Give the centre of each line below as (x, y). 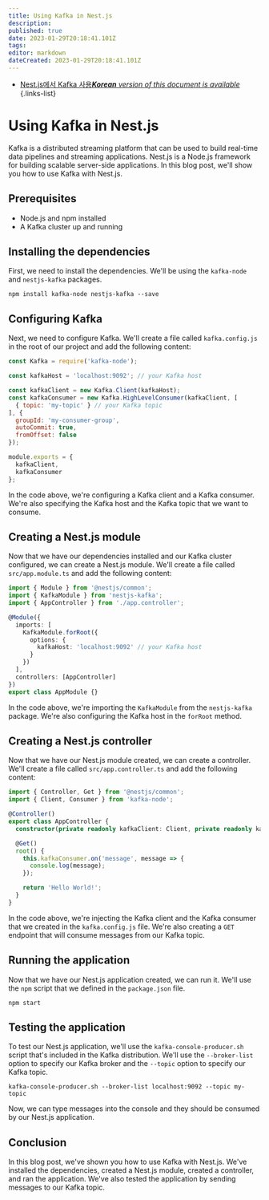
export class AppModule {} (53, 692)
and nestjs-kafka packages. (55, 280)
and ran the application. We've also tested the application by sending (122, 1179)
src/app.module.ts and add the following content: (90, 574)
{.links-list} (38, 93)
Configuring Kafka (55, 319)
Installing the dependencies (79, 252)
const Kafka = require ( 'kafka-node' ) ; (73, 362)
